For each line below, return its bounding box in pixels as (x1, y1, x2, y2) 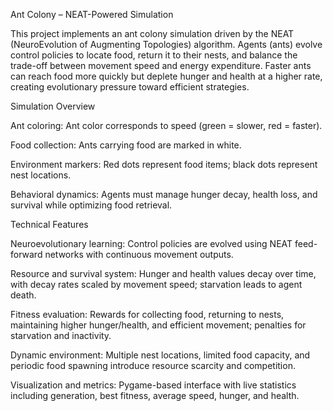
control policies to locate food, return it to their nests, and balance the (10, 49, 298, 61)
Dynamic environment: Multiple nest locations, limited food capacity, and (10, 349, 311, 361)
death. (10, 289, 37, 301)
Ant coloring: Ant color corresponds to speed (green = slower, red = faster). (10, 120, 323, 131)
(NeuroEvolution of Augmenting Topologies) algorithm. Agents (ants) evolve (10, 39, 323, 50)
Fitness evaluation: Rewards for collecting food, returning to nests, (10, 309, 285, 320)
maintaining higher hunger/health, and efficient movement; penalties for (10, 319, 307, 331)
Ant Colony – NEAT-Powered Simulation (10, 9, 174, 20)
